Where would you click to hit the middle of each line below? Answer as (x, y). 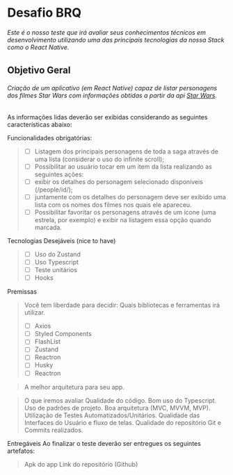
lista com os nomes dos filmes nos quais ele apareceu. (113, 205)
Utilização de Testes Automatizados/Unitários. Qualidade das (112, 415)
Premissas (22, 292)
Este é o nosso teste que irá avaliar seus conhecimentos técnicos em (107, 32)
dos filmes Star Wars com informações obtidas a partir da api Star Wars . (112, 95)
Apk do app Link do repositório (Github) (81, 464)
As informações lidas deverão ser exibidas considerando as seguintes (107, 117)
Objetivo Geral (39, 70)
